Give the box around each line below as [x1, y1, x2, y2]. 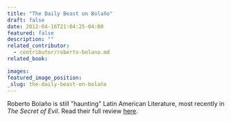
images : [7, 67, 30, 75]
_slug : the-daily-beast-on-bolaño [7, 80, 108, 87]
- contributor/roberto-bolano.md [13, 49, 110, 56]
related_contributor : [7, 42, 70, 49]
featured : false [7, 29, 54, 37]
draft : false [7, 17, 45, 24]
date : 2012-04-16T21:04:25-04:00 [7, 23, 104, 30]
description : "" [7, 36, 54, 43]
